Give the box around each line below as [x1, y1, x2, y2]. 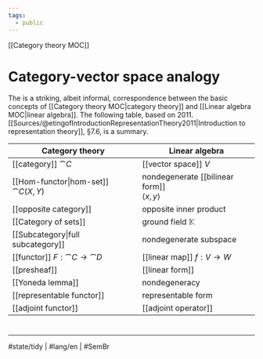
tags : [8, 11, 26, 20]
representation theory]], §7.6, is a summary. [8, 127, 149, 136]
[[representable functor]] [12, 290, 105, 301]
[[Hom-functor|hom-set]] [12, 176, 110, 187]
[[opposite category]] [12, 204, 92, 215]
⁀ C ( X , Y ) [12, 186, 45, 197]
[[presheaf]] [12, 264, 58, 275]
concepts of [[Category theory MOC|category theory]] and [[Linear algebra [8, 102, 252, 111]
